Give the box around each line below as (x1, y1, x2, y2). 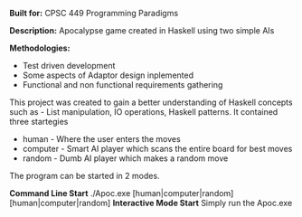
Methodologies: (9, 42, 71, 53)
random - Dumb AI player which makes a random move (22, 153, 229, 164)
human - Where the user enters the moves (22, 134, 181, 144)
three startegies (9, 117, 69, 127)
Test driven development (22, 61, 116, 71)
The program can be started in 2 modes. (9, 171, 160, 181)
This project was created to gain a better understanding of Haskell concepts (9, 97, 293, 108)
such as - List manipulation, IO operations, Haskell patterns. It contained (9, 107, 278, 117)
